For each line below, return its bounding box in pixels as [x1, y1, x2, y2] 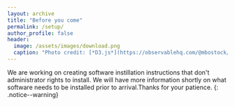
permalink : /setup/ [7, 23, 64, 30]
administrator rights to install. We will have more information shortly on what [7, 75, 227, 84]
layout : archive [7, 10, 55, 17]
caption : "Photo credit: [13, 50, 86, 56]
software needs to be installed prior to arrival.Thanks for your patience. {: [7, 83, 219, 91]
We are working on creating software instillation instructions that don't [7, 68, 210, 77]
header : [7, 36, 30, 43]
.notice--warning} [7, 90, 59, 98]
